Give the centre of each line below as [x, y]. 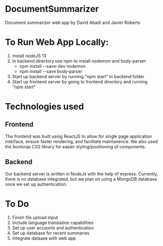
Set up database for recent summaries [51, 233]
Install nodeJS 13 [29, 56]
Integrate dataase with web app [44, 238]
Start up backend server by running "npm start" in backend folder [78, 76]
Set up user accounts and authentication [53, 227]
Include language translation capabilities [53, 223]
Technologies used [45, 107]
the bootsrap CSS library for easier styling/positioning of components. [76, 146]
